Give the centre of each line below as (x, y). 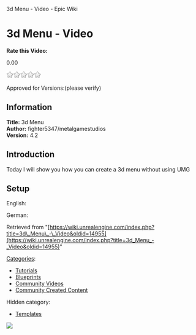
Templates (28, 314)
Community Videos (40, 284)
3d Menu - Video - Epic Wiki (42, 9)
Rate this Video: (27, 50)
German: (17, 215)
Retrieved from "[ (28, 227)
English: (16, 203)
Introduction (31, 155)
